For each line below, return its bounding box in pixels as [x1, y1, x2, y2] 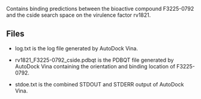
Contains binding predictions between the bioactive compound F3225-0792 [6, 5, 194, 12]
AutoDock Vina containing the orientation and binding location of [14, 62, 176, 70]
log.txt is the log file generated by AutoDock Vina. [14, 44, 138, 52]
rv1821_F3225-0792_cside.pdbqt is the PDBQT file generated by [14, 56, 174, 64]
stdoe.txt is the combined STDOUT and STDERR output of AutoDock [14, 80, 184, 88]
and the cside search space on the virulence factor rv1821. [6, 11, 151, 19]
